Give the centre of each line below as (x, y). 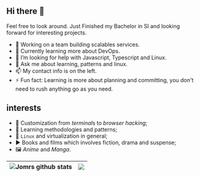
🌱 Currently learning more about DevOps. (67, 51)
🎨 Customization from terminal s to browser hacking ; (81, 122)
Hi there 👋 (25, 11)
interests (24, 108)
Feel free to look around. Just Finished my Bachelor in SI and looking (93, 26)
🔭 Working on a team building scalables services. (77, 44)
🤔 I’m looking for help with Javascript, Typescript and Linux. (91, 57)
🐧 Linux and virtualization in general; (61, 136)
